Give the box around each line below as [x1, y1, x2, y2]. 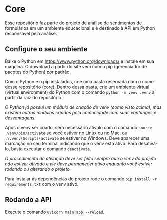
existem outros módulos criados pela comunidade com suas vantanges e [5, 109, 157, 115]
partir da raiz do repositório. [5, 94, 63, 100]
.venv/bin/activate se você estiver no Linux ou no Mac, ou [5, 130, 128, 136]
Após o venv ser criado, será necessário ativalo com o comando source [5, 124, 152, 130]
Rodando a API [5, 196, 52, 204]
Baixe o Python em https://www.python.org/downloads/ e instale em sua [5, 58, 155, 64]
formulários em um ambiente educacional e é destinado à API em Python [5, 25, 155, 31]
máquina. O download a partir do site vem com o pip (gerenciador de [5, 63, 147, 69]
